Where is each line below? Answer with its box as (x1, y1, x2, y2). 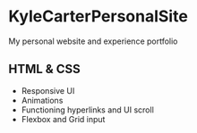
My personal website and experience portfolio (8, 36, 178, 46)
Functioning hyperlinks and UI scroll (21, 104, 154, 115)
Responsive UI (21, 85, 75, 96)
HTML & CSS (8, 62, 81, 77)
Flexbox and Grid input (21, 113, 106, 124)
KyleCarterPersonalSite (8, 6, 189, 27)
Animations (21, 95, 64, 105)
